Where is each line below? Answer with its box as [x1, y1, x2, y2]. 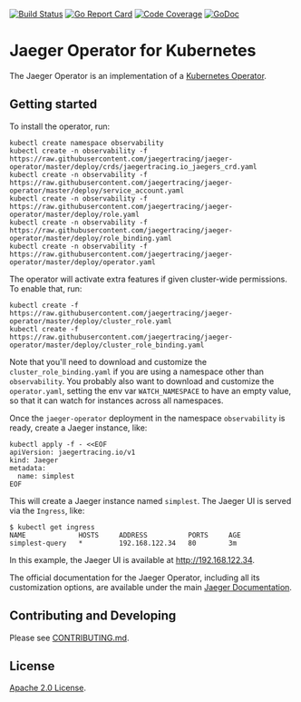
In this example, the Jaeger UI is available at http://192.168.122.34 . [9, 554, 256, 565]
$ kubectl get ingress [9, 522, 95, 531]
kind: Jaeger [9, 455, 59, 465]
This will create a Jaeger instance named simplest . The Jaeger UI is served [9, 495, 292, 506]
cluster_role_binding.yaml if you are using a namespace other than [9, 366, 265, 377]
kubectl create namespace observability [9, 138, 165, 147]
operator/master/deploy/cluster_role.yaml [9, 316, 172, 326]
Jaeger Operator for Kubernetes [9, 41, 257, 61]
